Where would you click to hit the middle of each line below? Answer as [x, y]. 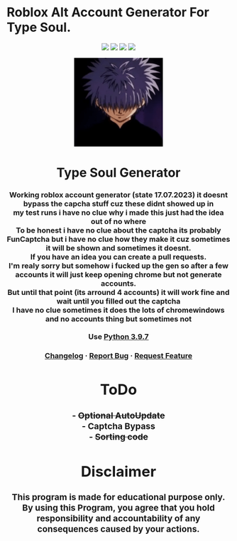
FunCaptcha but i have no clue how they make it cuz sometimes [118, 240]
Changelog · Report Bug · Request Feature [118, 355]
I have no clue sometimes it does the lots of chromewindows [118, 311]
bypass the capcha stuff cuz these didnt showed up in [118, 204]
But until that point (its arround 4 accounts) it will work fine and [118, 293]
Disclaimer [118, 471]
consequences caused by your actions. [118, 529]
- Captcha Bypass [118, 426]
